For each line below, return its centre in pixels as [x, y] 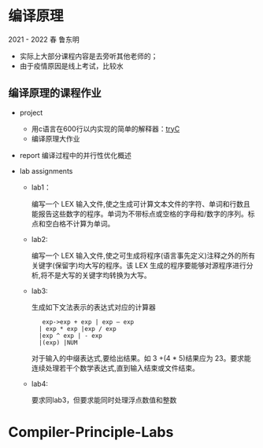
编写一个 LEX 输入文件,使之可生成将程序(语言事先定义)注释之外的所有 [143, 255]
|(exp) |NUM [58, 343]
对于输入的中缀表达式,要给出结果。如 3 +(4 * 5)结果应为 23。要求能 [141, 358]
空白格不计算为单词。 [80, 223]
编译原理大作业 [56, 138]
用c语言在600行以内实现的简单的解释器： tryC [106, 129]
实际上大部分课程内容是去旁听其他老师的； [89, 56]
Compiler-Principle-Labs [91, 432]
